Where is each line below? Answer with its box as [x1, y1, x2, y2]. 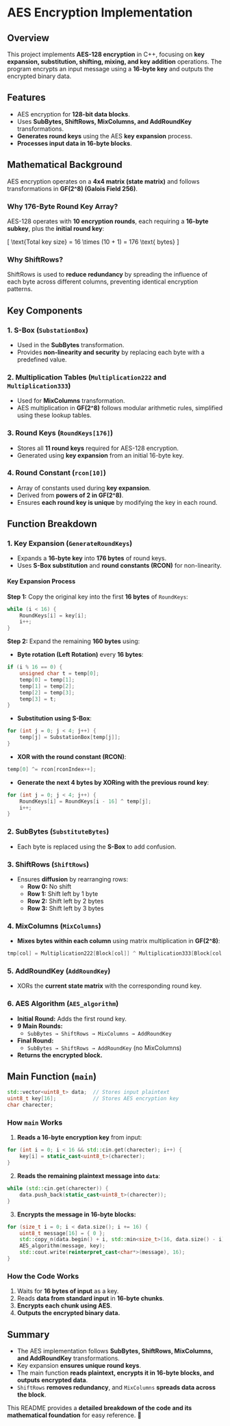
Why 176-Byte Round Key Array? [7, 201, 118, 211]
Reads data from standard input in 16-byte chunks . [16, 1294, 164, 1303]
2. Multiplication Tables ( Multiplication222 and [7, 372, 166, 381]
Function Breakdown [7, 518, 97, 530]
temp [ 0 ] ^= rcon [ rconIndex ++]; [7, 766, 97, 773]
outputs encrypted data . [16, 1376, 88, 1384]
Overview [7, 32, 50, 44]
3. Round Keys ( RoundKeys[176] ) [7, 428, 114, 438]
